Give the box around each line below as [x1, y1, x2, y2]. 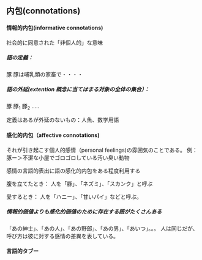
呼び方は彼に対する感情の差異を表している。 [6, 232, 119, 240]
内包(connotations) [6, 6, 81, 17]
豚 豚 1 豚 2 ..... [6, 102, 40, 111]
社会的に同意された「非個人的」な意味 [6, 39, 103, 46]
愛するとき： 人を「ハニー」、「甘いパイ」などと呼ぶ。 [6, 193, 142, 200]
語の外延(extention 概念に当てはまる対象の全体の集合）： [6, 86, 150, 93]
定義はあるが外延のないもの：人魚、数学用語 [6, 116, 119, 124]
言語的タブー [6, 247, 39, 255]
